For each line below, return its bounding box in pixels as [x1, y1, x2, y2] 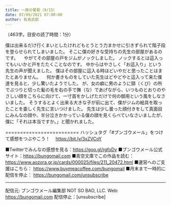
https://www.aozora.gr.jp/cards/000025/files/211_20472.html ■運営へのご [5, 159, 161, 165]
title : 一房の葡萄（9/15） [5, 7, 57, 13]
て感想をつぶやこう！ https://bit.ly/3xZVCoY [5, 136, 102, 142]
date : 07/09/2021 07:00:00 [5, 12, 63, 17]
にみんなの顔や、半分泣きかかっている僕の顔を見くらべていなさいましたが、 [5, 112, 165, 119]
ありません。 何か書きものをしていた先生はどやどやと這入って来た [14, 74, 158, 80]
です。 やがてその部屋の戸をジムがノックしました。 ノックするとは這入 [5, 55, 159, 61]
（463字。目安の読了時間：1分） [5, 32, 74, 38]
